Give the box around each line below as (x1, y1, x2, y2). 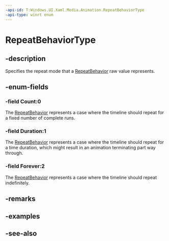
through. (5, 150, 23, 156)
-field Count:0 (5, 98, 42, 105)
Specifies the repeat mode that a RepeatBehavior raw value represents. (5, 68, 155, 74)
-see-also (5, 229, 37, 237)
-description (5, 55, 46, 63)
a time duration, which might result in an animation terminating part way (5, 145, 156, 151)
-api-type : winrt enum (5, 12, 53, 17)
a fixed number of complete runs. (5, 115, 75, 121)
